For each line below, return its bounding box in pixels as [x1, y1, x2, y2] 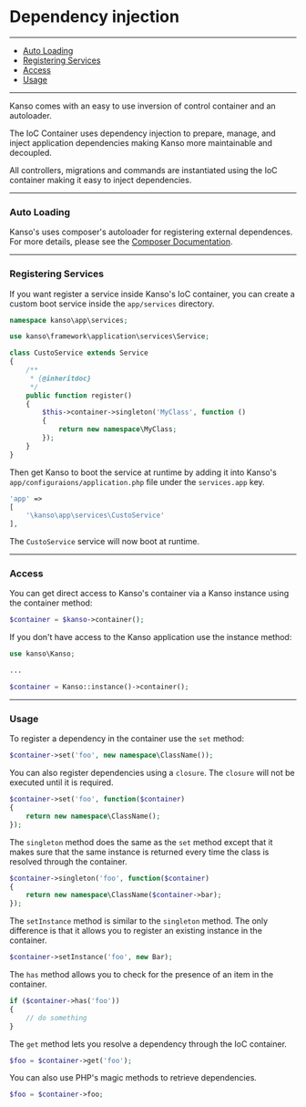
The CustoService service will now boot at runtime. [9, 536, 200, 547]
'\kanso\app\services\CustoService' [25, 511, 166, 521]
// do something [25, 1013, 88, 1022]
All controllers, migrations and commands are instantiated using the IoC [9, 164, 278, 175]
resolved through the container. [9, 855, 127, 867]
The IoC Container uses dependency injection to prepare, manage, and [9, 128, 276, 139]
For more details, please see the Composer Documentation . [9, 236, 233, 247]
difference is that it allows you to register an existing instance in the [9, 926, 262, 936]
